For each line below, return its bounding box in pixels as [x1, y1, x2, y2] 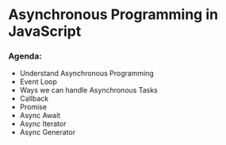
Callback [19, 93, 49, 104]
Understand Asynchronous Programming [19, 69, 155, 78]
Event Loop [19, 77, 58, 86]
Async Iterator [19, 119, 67, 128]
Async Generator [19, 128, 76, 137]
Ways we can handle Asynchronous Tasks [19, 86, 159, 95]
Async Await [19, 111, 61, 120]
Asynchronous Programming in [8, 6, 219, 24]
